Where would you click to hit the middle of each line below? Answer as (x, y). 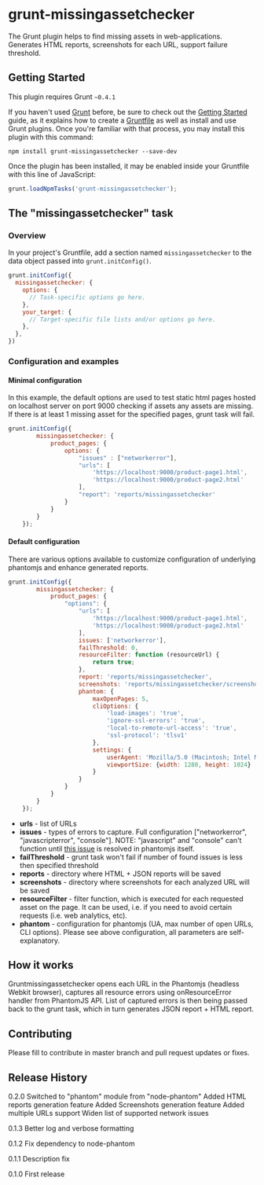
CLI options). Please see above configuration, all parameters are (123, 932)
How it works (41, 965)
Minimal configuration (45, 380)
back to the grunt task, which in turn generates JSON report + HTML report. (131, 1009)
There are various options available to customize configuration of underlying (132, 559)
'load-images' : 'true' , (145, 713)
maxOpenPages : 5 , (121, 699)
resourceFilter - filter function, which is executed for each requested (131, 899)
